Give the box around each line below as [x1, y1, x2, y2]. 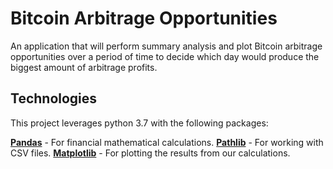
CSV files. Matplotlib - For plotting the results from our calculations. [10, 147, 291, 159]
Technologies [10, 90, 98, 107]
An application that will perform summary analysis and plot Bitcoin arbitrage [10, 40, 323, 52]
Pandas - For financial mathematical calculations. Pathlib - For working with [10, 136, 324, 148]
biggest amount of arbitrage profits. [10, 61, 158, 73]
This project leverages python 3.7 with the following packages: [10, 117, 269, 129]
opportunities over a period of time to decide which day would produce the [10, 50, 320, 62]
